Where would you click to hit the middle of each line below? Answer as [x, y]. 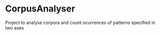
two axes [14, 27]
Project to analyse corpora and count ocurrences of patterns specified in [80, 22]
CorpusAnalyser [40, 9]
